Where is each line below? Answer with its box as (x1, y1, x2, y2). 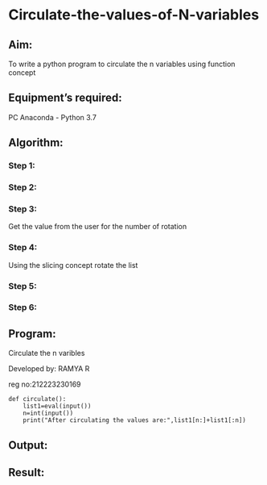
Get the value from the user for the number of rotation (8, 222, 187, 232)
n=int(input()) (23, 409, 74, 417)
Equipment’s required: (8, 91, 122, 105)
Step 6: (8, 302, 38, 313)
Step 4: (8, 242, 38, 253)
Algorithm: (8, 136, 64, 150)
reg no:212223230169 (8, 379, 81, 389)
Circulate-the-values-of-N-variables (8, 6, 260, 24)
